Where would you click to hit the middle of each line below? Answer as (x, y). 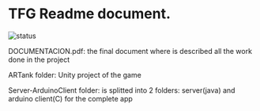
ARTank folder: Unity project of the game (75, 75)
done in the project (39, 59)
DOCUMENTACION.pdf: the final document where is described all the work (130, 51)
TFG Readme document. (90, 14)
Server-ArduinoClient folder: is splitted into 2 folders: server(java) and (122, 90)
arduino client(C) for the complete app (70, 98)
